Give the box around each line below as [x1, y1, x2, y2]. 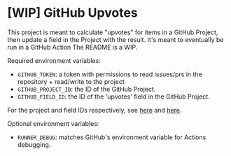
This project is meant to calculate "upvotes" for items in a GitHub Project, [7, 28, 218, 36]
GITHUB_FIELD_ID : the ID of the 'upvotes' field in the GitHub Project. [17, 92, 210, 101]
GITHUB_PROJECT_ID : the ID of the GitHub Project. [17, 85, 156, 93]
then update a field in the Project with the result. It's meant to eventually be [7, 35, 224, 43]
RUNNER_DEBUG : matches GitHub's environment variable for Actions [17, 133, 206, 141]
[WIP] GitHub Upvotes [7, 5, 138, 21]
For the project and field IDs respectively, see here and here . [7, 106, 182, 114]
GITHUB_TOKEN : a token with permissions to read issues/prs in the [17, 70, 203, 78]
